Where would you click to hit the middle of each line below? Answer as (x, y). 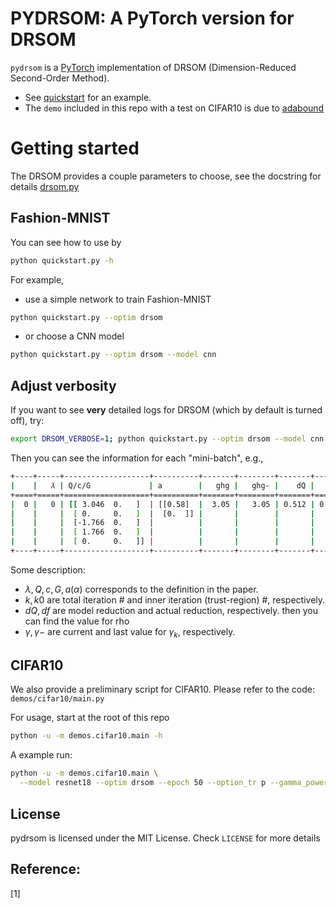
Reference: (45, 869)
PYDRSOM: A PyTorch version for (152, 18)
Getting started (75, 148)
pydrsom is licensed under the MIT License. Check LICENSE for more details (165, 838)
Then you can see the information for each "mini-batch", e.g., (137, 458)
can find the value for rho (77, 621)
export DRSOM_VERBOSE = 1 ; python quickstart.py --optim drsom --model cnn (167, 439)
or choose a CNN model (74, 336)
